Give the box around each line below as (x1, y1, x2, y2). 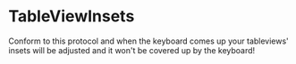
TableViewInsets (8, 6, 135, 27)
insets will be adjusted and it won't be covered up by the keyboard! (8, 44, 256, 55)
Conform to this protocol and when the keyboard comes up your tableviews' (8, 36, 290, 46)
